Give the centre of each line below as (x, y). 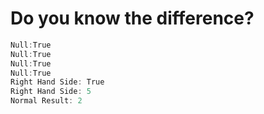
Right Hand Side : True (57, 82)
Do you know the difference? (132, 18)
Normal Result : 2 (46, 101)
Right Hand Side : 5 (51, 92)
